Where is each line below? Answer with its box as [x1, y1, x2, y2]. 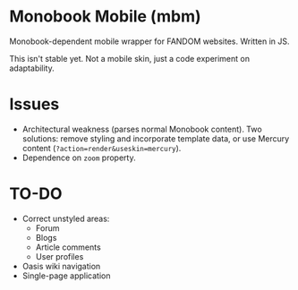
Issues [9, 94, 60, 115]
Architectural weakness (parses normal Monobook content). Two [21, 124, 262, 134]
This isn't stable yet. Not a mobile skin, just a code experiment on [9, 53, 251, 64]
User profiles [35, 251, 84, 261]
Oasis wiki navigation [21, 260, 101, 271]
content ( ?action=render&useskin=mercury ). [21, 142, 182, 153]
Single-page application [21, 270, 111, 281]
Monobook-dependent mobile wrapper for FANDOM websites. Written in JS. [9, 36, 290, 47]
